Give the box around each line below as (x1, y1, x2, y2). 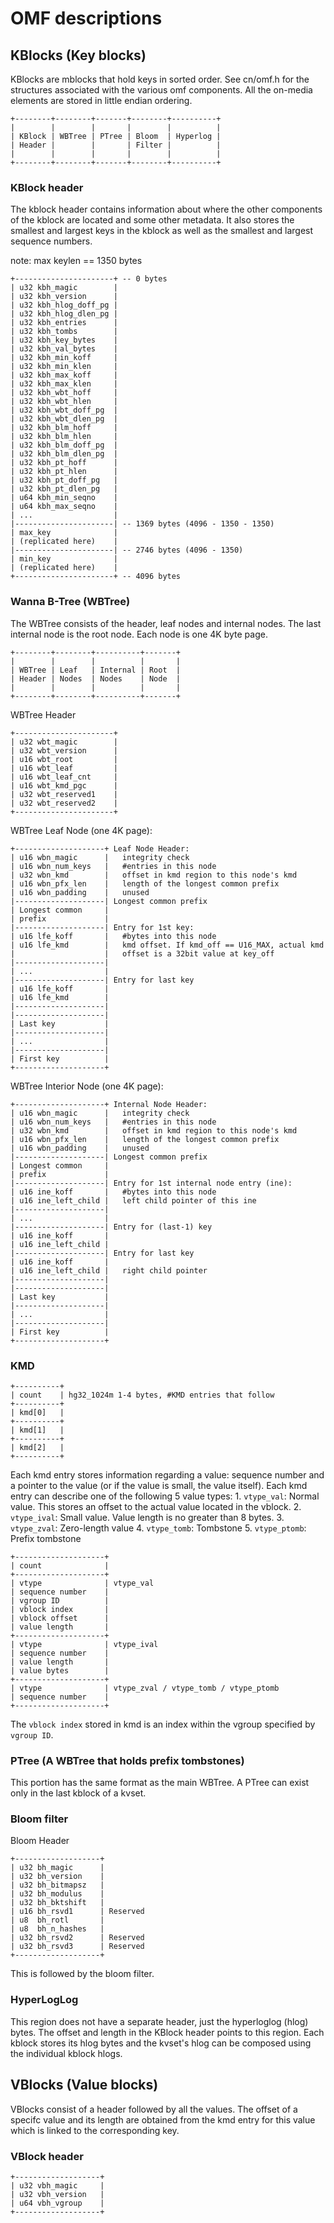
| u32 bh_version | (10, 1872, 105, 1882)
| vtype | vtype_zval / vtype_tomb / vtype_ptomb (10, 1683, 280, 1693)
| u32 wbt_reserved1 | (10, 789, 118, 799)
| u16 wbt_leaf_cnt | (10, 772, 118, 782)
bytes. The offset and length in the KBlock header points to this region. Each (10, 2026, 325, 2038)
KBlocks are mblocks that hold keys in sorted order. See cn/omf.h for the (10, 73, 310, 85)
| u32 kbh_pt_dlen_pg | (10, 484, 118, 494)
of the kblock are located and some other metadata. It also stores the (10, 214, 295, 226)
